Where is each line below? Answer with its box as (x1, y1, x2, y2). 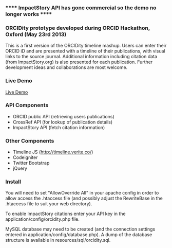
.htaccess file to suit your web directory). (5, 201, 92, 207)
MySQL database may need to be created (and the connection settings (5, 226, 156, 233)
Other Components (5, 137, 54, 144)
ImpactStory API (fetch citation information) (12, 124, 105, 130)
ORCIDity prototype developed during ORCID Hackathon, (5, 24, 150, 31)
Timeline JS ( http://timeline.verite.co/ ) (12, 149, 93, 155)
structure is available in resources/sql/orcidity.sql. (5, 237, 111, 243)
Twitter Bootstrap (12, 160, 50, 166)
